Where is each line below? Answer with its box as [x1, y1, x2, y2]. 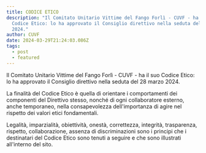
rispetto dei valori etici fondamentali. [6, 109, 99, 116]
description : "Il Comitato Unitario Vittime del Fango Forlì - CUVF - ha [6, 15, 199, 21]
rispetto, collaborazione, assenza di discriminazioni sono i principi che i [6, 127, 187, 135]
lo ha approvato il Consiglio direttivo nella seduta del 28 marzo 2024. [6, 78, 180, 85]
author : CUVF [6, 32, 40, 38]
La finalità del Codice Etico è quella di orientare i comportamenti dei [6, 89, 178, 97]
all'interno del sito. [6, 140, 53, 147]
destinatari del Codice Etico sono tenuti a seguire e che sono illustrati [6, 134, 181, 141]
